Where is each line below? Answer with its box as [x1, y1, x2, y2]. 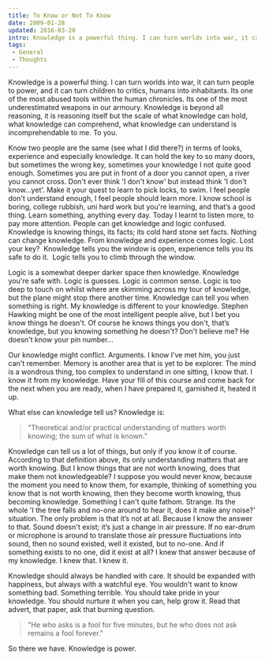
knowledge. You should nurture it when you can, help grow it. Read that [8, 596, 241, 606]
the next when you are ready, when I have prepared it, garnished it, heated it [8, 383, 256, 393]
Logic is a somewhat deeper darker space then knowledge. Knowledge [8, 267, 240, 277]
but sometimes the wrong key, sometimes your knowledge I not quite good [8, 160, 251, 169]
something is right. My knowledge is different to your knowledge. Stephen [8, 301, 248, 311]
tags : [8, 41, 26, 49]
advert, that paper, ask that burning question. [8, 604, 155, 614]
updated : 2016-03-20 [8, 26, 77, 34]
